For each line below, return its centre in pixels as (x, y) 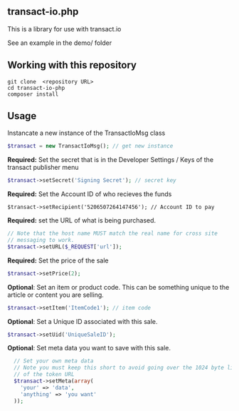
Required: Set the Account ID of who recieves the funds (90, 194)
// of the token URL (44, 375)
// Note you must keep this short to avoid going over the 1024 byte (119, 368)
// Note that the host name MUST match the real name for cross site (113, 234)
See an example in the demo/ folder (60, 43)
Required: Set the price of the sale (58, 260)
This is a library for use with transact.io (64, 29)
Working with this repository (72, 65)
